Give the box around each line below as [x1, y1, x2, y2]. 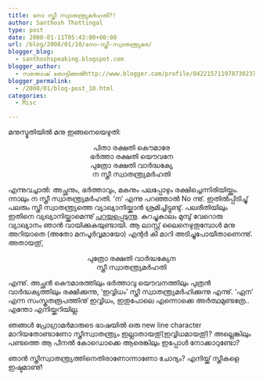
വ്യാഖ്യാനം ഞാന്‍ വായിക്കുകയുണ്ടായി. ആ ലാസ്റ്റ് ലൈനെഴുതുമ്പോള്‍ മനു [8, 220, 236, 230]
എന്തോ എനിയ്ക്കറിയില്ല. [8, 305, 80, 314]
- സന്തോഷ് [15, 70, 51, 78]
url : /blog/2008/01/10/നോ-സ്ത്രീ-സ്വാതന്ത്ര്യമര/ [8, 41, 153, 49]
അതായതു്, [8, 238, 44, 248]
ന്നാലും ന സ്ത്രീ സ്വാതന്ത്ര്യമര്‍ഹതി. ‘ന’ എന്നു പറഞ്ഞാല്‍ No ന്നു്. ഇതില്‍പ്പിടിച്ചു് [8, 194, 248, 204]
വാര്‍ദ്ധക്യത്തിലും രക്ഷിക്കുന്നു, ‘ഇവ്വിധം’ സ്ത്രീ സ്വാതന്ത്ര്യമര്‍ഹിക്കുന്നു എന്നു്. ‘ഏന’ [8, 287, 254, 296]
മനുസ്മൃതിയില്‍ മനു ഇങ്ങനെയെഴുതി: [8, 127, 121, 137]
